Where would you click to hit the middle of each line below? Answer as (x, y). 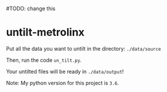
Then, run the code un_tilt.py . (44, 60)
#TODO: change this (31, 9)
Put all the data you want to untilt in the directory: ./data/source (83, 48)
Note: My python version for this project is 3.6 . (63, 83)
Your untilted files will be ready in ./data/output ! (65, 71)
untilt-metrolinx (45, 32)
